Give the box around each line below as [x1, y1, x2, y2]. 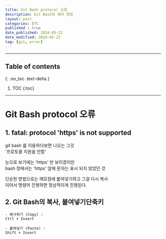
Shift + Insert [5, 231, 37, 236]
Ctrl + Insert [5, 216, 35, 222]
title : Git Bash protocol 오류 [5, 7, 68, 12]
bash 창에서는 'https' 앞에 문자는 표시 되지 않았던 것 [5, 165, 106, 171]
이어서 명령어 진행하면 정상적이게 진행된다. [5, 182, 87, 188]
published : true [5, 26, 41, 31]
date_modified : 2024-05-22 [5, 35, 61, 40]
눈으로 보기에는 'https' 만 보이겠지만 [5, 159, 75, 165]
